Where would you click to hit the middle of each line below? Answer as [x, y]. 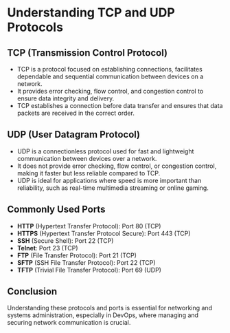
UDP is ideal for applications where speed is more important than [109, 180]
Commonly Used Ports [56, 210]
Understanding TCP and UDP [91, 13]
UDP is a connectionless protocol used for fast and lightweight [105, 151]
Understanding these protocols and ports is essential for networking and [110, 308]
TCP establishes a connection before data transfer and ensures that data [120, 106]
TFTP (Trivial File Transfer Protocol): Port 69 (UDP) [89, 270]
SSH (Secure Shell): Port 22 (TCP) [65, 240]
